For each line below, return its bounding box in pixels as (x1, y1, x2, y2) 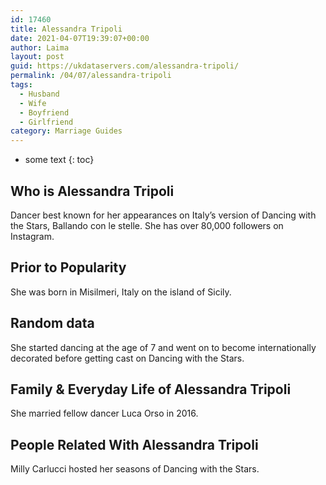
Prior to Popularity (10, 259, 127, 276)
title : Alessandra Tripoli (10, 24, 123, 34)
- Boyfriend (19, 107, 70, 118)
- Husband (19, 89, 60, 99)
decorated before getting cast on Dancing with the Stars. (10, 352, 245, 364)
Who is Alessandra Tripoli (10, 182, 175, 200)
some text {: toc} (24, 154, 95, 166)
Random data (10, 315, 95, 332)
